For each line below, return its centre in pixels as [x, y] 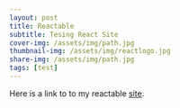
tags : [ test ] [34, 68]
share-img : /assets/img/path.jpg [72, 59]
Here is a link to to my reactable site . [77, 93]
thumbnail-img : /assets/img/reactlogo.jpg [90, 51]
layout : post [34, 18]
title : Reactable [42, 26]
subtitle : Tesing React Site [64, 34]
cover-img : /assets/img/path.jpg [72, 43]
